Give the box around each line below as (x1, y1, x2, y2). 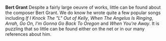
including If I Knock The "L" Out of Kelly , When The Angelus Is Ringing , (5, 15, 153, 21)
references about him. (5, 31, 52, 37)
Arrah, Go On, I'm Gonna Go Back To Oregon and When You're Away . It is (5, 20, 160, 26)
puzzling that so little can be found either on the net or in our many (5, 26, 145, 32)
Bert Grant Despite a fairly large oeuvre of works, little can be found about (5, 5, 161, 10)
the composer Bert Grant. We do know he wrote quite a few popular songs (5, 10, 161, 16)
